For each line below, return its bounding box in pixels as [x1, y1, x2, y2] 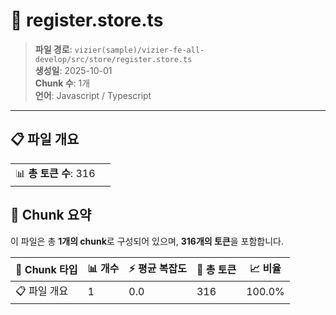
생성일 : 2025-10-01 [34, 64, 113, 76]
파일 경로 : [34, 43, 73, 55]
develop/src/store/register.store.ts [34, 54, 193, 64]
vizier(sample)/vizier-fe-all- [74, 45, 205, 55]
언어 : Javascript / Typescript [34, 89, 152, 101]
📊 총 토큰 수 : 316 [15, 166, 96, 180]
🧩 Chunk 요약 [10, 207, 92, 224]
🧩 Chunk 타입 [15, 263, 78, 277]
